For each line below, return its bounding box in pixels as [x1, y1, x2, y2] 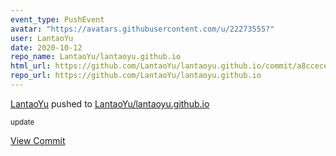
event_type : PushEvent [10, 14, 105, 25]
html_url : [10, 61, 52, 71]
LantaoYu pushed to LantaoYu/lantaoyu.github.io [10, 97, 210, 110]
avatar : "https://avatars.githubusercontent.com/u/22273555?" [10, 24, 275, 34]
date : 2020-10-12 [10, 42, 83, 53]
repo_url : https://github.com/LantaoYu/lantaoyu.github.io [10, 71, 262, 81]
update [10, 117, 35, 127]
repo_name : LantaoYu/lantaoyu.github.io [10, 52, 182, 62]
